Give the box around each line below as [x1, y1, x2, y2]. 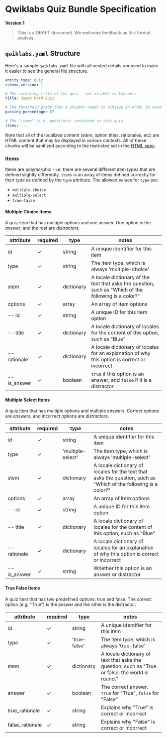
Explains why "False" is [101, 718, 156, 725]
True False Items [5, 585, 41, 591]
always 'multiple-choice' [91, 266, 150, 273]
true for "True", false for [101, 689, 159, 696]
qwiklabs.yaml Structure [5, 49, 81, 58]
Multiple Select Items [5, 397, 50, 403]
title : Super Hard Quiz [5, 96, 55, 101]
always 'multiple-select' [93, 454, 150, 461]
